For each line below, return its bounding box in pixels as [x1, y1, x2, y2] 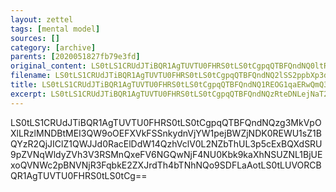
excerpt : [10, 89, 47, 99]
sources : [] [10, 33, 60, 43]
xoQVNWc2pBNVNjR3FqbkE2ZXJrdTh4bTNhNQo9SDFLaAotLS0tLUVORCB [10, 159, 322, 171]
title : [10, 80, 38, 90]
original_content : [10, 61, 87, 71]
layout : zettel [10, 14, 74, 25]
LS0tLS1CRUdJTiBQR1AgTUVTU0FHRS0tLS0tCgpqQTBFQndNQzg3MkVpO [10, 116, 322, 128]
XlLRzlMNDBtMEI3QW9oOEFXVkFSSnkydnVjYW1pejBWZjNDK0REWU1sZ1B [10, 127, 322, 139]
